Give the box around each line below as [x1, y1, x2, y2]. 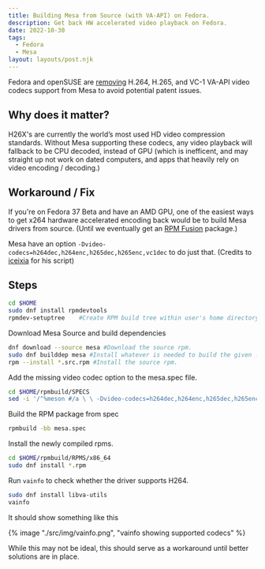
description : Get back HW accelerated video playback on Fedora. [8, 19, 227, 27]
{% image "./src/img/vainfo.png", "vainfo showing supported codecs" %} [8, 528, 246, 537]
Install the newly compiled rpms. [8, 439, 114, 448]
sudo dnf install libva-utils [8, 491, 108, 499]
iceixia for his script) [8, 256, 75, 265]
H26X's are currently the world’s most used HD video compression [8, 129, 226, 139]
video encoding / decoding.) [8, 163, 100, 172]
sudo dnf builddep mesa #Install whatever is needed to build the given [8, 350, 252, 359]
